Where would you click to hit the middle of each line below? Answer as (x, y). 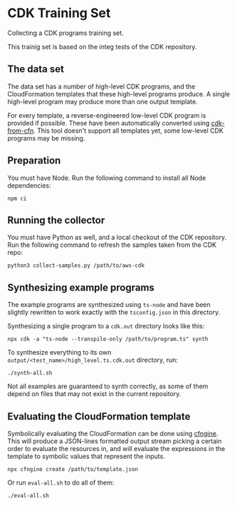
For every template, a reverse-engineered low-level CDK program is (107, 115)
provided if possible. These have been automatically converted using (109, 123)
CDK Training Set (59, 13)
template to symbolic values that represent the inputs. (86, 456)
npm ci (17, 198)
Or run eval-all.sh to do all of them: (61, 482)
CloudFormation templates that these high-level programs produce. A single (118, 93)
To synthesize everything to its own (59, 353)
